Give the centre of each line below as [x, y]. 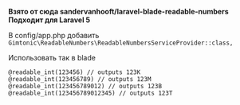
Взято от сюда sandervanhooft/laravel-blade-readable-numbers [118, 12]
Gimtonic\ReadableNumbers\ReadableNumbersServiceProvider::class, [121, 43]
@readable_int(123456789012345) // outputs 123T [90, 93]
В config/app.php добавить [54, 35]
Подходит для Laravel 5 [49, 20]
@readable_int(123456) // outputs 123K [75, 72]
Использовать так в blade [52, 58]
